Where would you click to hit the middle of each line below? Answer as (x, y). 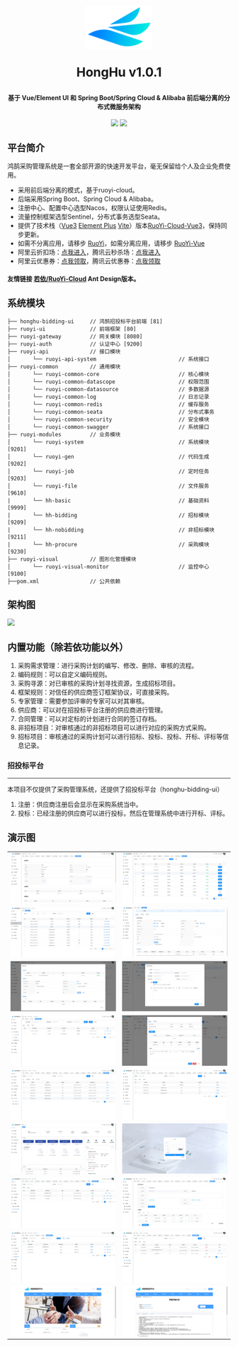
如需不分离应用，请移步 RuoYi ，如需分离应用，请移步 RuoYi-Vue (111, 243)
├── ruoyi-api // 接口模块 (64, 351)
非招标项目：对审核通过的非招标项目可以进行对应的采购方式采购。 (114, 728)
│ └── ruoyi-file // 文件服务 (108, 486)
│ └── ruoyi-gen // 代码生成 (108, 456)
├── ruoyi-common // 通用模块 (64, 367)
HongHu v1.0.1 (119, 72)
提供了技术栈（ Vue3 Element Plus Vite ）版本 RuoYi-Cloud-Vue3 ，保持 (119, 226)
